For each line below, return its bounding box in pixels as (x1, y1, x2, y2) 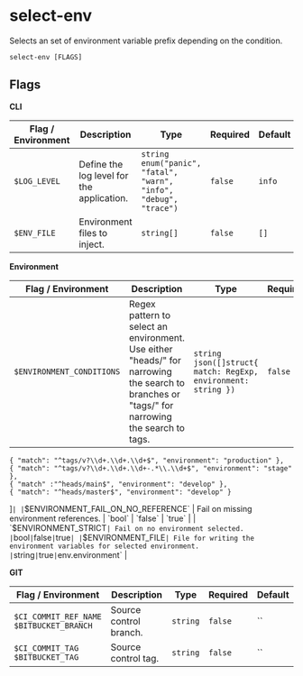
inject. (78, 238, 106, 251)
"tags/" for (129, 398, 174, 411)
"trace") (141, 203, 179, 213)
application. (78, 191, 129, 204)
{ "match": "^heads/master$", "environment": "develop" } (9, 488, 232, 497)
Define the (78, 158, 124, 170)
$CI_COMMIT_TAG (14, 643, 79, 653)
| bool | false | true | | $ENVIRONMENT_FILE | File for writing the (9, 532, 255, 543)
